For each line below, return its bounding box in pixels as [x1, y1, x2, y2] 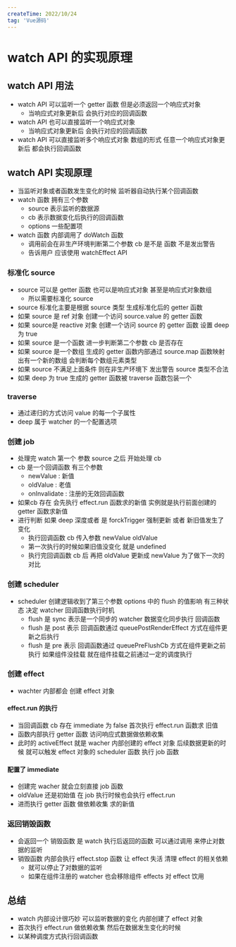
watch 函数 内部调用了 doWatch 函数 [17, 231, 124, 239]
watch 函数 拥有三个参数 [17, 196, 89, 204]
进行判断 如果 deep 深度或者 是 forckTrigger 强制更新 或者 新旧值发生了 [17, 516, 224, 525]
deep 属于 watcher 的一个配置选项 [17, 417, 118, 426]
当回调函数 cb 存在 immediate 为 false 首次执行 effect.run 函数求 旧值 [17, 721, 218, 729]
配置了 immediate [7, 765, 60, 773]
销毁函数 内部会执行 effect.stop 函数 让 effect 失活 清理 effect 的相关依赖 [17, 854, 228, 862]
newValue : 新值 [27, 472, 75, 480]
